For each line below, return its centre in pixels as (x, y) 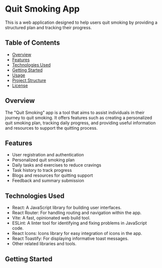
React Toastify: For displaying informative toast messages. (70, 238)
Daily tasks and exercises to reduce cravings (57, 165)
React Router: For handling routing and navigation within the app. (77, 213)
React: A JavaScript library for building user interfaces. (67, 208)
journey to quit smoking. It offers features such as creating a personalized (79, 117)
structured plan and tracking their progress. (48, 27)
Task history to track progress (42, 170)
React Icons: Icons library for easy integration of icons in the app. (77, 234)
